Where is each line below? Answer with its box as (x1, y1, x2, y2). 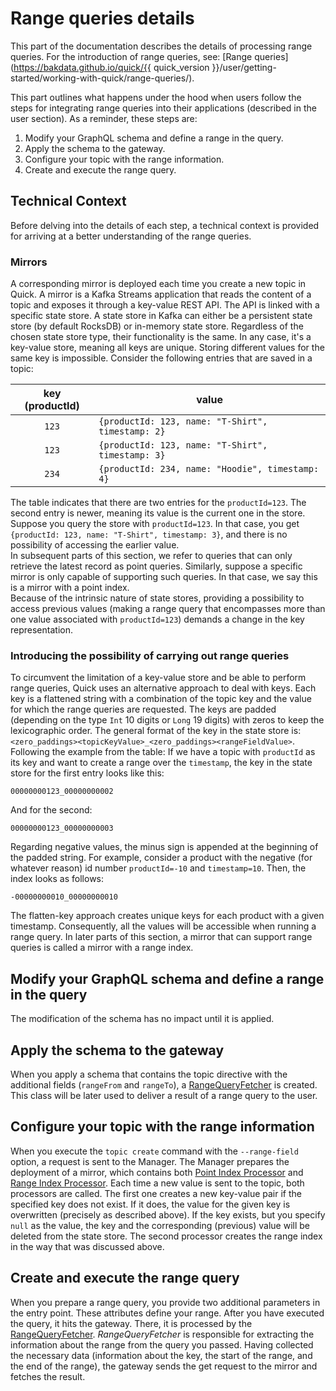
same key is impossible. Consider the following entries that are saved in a (10, 352, 313, 364)
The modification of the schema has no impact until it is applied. (10, 1013, 275, 1025)
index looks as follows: (10, 873, 105, 885)
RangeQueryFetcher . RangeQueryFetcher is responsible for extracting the (10, 1328, 315, 1340)
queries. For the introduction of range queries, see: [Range (10, 50, 253, 62)
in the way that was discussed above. (10, 1240, 165, 1252)
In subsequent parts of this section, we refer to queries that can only (10, 550, 293, 562)
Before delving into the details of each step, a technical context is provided (10, 219, 320, 231)
